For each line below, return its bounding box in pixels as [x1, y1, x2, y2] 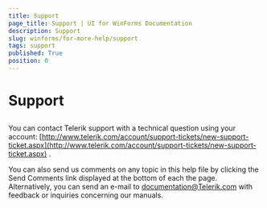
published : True [8, 49, 63, 57]
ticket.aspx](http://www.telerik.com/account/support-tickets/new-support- [8, 140, 257, 150]
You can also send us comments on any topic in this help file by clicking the [8, 164, 259, 174]
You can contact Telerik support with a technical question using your [8, 123, 236, 133]
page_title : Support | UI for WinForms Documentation [8, 19, 193, 27]
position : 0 [8, 57, 48, 65]
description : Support [8, 27, 81, 35]
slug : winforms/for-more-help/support [8, 34, 138, 43]
